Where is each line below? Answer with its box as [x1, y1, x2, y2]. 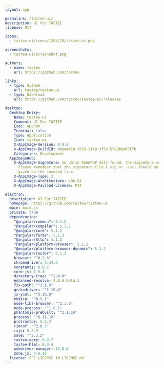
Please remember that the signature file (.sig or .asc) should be [18, 165, 159, 170]
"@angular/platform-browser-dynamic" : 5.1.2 [14, 247, 106, 252]
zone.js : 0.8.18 [14, 351, 47, 356]
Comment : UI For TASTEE [14, 119, 62, 124]
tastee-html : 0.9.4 [14, 342, 54, 347]
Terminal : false [14, 128, 47, 134]
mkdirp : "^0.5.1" [14, 297, 49, 301]
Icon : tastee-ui [14, 138, 47, 142]
